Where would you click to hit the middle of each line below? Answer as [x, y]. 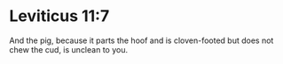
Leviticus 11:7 [59, 16]
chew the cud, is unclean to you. [69, 49]
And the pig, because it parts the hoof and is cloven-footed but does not [141, 40]
